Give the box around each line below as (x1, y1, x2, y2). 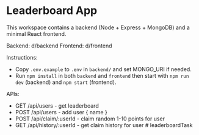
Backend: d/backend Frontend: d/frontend (6, 42, 112, 49)
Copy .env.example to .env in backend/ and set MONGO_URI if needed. (15, 65, 192, 73)
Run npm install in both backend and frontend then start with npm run (15, 72, 189, 79)
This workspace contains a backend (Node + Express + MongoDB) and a (6, 24, 190, 31)
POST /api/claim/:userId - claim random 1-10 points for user (15, 115, 165, 122)
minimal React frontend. (6, 30, 67, 37)
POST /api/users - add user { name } (15, 108, 108, 116)
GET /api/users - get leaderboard (15, 102, 99, 109)
